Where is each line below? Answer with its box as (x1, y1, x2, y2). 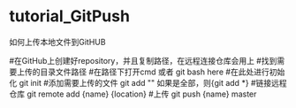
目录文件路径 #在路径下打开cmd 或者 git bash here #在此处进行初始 (39, 66, 285, 77)
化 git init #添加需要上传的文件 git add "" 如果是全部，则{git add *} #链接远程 (9, 77, 287, 88)
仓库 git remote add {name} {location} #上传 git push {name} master (9, 89, 257, 99)
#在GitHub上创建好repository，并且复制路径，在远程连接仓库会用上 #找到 (9, 55, 277, 66)
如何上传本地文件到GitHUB (9, 36, 106, 47)
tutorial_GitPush (9, 6, 131, 27)
